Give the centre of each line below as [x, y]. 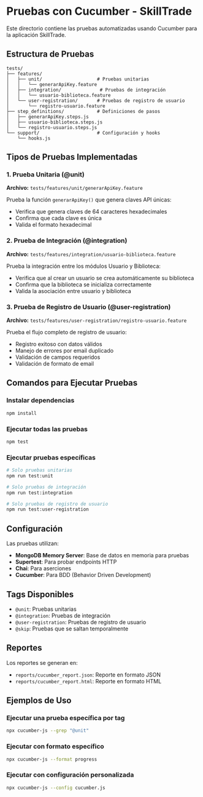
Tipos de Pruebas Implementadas [72, 157]
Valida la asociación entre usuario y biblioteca [73, 291]
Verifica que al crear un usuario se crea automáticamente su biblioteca [105, 278]
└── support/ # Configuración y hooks [83, 133]
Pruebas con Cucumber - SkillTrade [99, 11]
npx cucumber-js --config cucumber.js [56, 788]
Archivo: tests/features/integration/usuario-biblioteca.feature [91, 254]
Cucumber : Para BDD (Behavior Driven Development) [83, 575]
